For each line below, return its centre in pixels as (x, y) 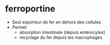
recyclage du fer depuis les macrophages (61, 37)
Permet (19, 27)
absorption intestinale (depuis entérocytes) (62, 32)
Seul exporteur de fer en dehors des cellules (56, 22)
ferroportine (30, 9)
